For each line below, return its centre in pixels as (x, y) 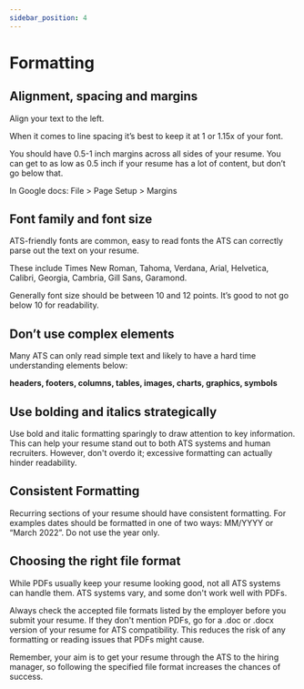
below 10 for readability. (55, 305)
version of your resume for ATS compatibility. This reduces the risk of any (148, 630)
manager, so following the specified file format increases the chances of (145, 666)
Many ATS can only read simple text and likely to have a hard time (133, 356)
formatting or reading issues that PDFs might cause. (107, 639)
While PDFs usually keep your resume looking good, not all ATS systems (145, 583)
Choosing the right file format (95, 561)
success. (26, 676)
